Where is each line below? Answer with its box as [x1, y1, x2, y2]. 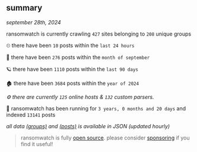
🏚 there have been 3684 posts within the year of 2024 [6, 80, 139, 87]
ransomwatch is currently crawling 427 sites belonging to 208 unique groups [6, 30, 192, 37]
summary [6, 3, 43, 13]
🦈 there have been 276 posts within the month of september [6, 53, 150, 61]
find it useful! [20, 140, 53, 147]
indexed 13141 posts [6, 111, 56, 118]
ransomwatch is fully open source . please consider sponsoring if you [20, 134, 190, 141]
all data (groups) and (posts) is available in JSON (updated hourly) [6, 122, 170, 129]
